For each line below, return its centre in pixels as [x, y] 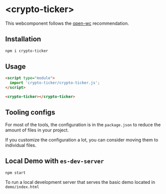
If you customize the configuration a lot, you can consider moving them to [82, 139]
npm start [16, 173]
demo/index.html [22, 187]
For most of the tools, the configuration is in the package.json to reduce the [83, 124]
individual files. [21, 145]
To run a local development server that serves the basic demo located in [80, 182]
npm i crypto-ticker [27, 51]
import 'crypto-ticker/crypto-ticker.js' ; [55, 83]
